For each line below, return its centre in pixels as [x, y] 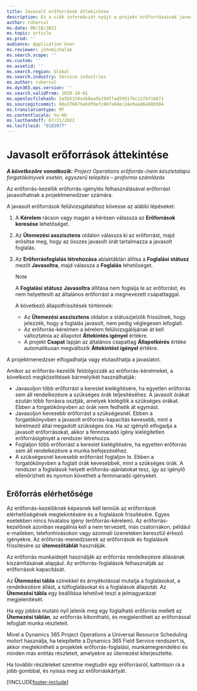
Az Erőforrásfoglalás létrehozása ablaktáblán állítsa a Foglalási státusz [102, 259]
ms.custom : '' [24, 60]
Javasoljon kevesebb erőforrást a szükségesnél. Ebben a [84, 413]
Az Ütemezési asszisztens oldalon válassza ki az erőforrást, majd [95, 235]
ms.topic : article [29, 33]
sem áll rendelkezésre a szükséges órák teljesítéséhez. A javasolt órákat [102, 394]
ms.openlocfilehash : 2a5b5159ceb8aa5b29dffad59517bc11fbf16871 [85, 98]
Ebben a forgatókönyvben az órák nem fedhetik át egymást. [87, 407]
